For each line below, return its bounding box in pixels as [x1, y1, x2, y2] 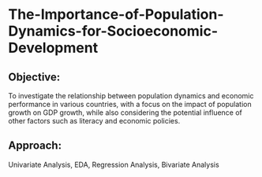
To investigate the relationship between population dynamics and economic [8, 91, 254, 100]
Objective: [8, 70, 61, 83]
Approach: [8, 139, 62, 153]
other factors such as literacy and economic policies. [8, 116, 181, 125]
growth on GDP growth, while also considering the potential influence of [8, 108, 243, 117]
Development [8, 39, 99, 57]
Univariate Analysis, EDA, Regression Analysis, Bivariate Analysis [8, 160, 219, 169]
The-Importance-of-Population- [8, 6, 224, 24]
